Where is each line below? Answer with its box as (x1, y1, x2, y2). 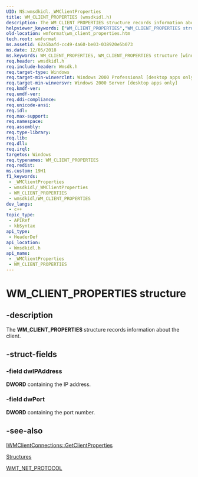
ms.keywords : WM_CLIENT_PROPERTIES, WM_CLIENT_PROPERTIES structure (6, 53, 178, 59)
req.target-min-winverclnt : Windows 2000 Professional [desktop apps (6, 74, 181, 80)
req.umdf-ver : (6, 91, 41, 97)
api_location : (6, 239, 41, 245)
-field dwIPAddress (6, 367, 62, 375)
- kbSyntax (8, 223, 35, 229)
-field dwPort (6, 395, 45, 404)
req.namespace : (6, 119, 44, 125)
